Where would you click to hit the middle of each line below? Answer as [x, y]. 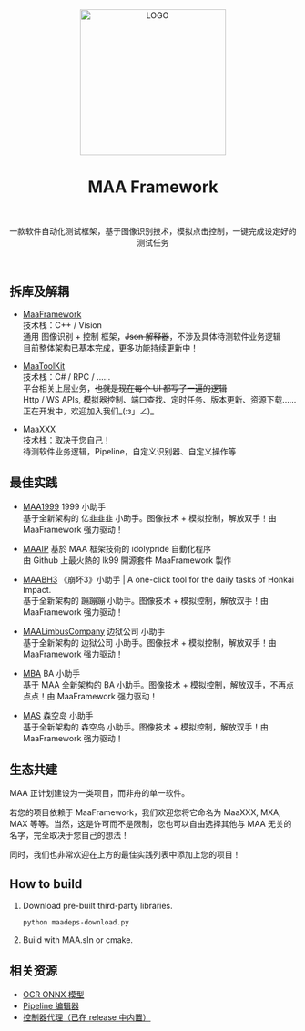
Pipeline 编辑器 [51, 1005]
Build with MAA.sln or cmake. [78, 940]
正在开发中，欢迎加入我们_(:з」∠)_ [88, 411]
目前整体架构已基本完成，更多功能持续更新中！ [110, 347]
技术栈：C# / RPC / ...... [66, 376]
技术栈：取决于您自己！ [66, 440]
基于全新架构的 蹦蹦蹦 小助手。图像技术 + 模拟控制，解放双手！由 [145, 600]
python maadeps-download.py [76, 923]
